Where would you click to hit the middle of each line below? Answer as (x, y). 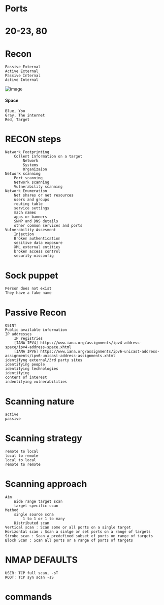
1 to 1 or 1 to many (44, 519)
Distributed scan (32, 523)
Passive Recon (36, 312)
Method (12, 510)
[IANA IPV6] (26, 352)
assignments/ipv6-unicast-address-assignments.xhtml (60, 356)
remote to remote (23, 465)
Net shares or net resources (44, 196)
